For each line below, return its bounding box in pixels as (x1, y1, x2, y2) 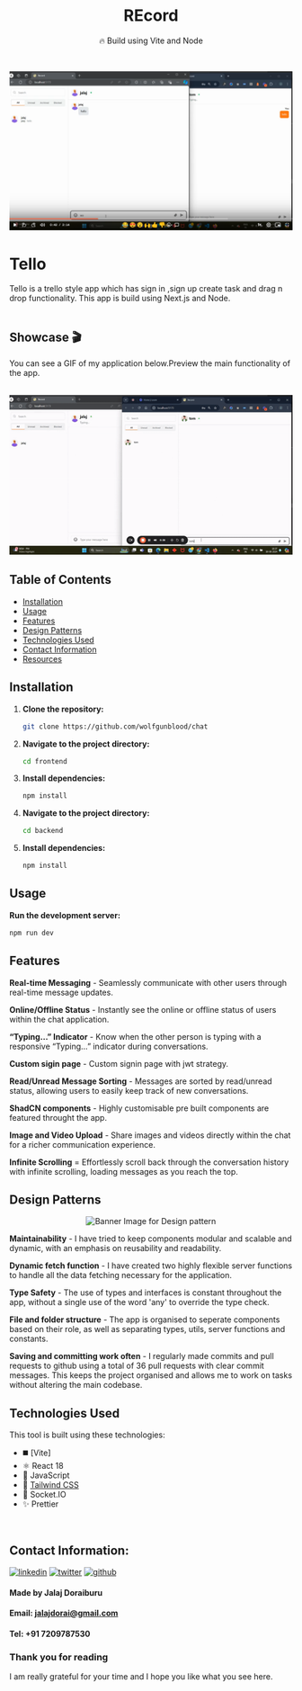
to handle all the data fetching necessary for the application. (9, 1270, 232, 1281)
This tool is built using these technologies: (9, 1429, 165, 1440)
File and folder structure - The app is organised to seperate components (9, 1314, 280, 1325)
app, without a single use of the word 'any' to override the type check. (9, 1297, 270, 1308)
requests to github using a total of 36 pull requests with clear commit (9, 1360, 265, 1372)
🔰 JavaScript (22, 1470, 70, 1481)
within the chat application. (9, 1014, 110, 1024)
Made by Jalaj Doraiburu (9, 1587, 103, 1597)
